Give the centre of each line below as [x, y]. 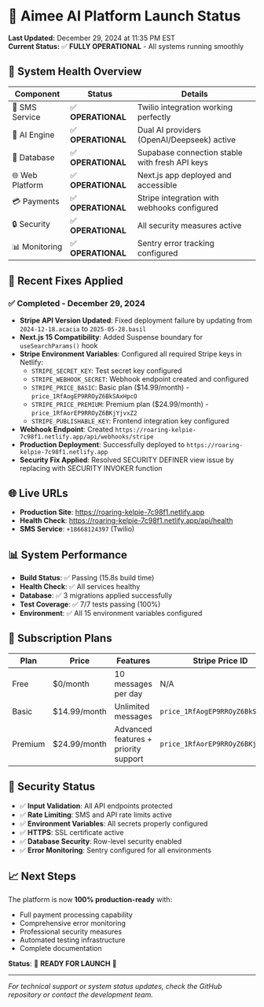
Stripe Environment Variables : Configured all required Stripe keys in [130, 354]
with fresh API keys [173, 162]
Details [194, 94]
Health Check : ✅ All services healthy [80, 587]
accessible [157, 185]
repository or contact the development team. [81, 994]
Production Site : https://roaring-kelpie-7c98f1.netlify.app [112, 513]
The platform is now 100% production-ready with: [90, 899]
